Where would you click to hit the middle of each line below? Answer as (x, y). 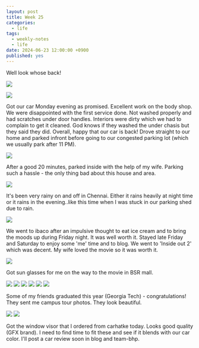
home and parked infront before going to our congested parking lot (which (97, 138)
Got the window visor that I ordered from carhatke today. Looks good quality (100, 326)
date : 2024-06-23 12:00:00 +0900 (48, 50)
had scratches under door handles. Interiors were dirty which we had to (94, 119)
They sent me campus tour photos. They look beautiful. (74, 302)
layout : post (22, 12)
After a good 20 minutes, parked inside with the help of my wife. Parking (95, 167)
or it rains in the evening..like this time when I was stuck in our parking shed (99, 202)
